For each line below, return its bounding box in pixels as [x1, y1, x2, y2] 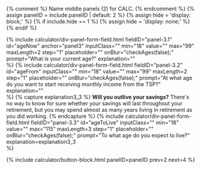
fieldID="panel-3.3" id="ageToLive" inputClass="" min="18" [31, 119, 179, 126]
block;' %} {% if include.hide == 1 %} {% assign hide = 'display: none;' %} [6, 18, 191, 25]
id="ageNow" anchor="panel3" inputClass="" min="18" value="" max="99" [6, 42, 194, 49]
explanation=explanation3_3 [6, 138, 76, 145]
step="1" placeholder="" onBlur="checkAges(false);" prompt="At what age [6, 75, 193, 81]
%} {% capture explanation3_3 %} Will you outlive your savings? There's [6, 93, 190, 100]
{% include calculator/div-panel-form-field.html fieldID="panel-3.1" [6, 36, 173, 43]
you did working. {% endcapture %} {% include [6, 112, 125, 120]
